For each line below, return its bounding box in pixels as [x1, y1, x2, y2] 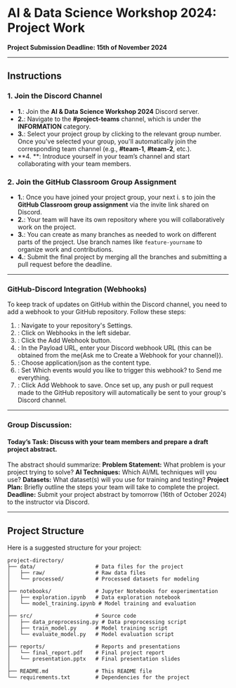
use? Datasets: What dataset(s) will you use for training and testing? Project [7, 476, 229, 484]
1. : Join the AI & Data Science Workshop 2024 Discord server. [17, 107, 199, 115]
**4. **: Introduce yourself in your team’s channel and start [17, 152, 190, 160]
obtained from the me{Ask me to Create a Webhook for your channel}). [17, 351, 223, 360]
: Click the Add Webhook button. [17, 336, 112, 345]
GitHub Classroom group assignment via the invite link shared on [17, 200, 209, 209]
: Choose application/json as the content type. [17, 358, 152, 367]
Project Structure [7, 525, 84, 537]
